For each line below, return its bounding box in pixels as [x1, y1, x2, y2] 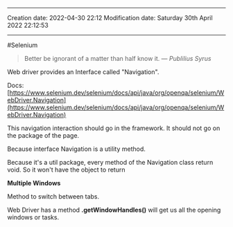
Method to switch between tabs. [7, 192, 100, 201]
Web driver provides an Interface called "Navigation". [7, 68, 159, 76]
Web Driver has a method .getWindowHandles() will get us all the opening [7, 206, 221, 214]
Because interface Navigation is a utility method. [7, 145, 146, 153]
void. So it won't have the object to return [7, 165, 126, 174]
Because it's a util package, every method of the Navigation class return [7, 158, 214, 166]
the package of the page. [7, 131, 80, 139]
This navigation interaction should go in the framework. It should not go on [7, 124, 221, 132]
